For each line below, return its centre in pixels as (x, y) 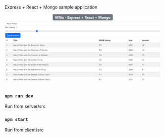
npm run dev (19, 96)
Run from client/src (24, 130)
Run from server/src (25, 106)
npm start (16, 120)
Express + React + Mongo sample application (51, 7)
